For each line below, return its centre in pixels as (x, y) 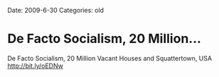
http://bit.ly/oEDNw (36, 66)
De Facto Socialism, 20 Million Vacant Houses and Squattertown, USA (109, 58)
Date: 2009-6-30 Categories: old (56, 10)
